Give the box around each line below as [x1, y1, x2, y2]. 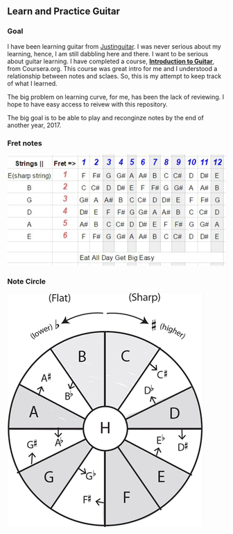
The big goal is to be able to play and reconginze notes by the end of [7, 113, 205, 122]
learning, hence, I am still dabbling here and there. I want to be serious [7, 49, 209, 58]
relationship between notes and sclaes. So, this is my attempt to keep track [7, 72, 222, 80]
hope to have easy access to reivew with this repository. [7, 100, 168, 108]
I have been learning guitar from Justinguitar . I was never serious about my [7, 42, 222, 51]
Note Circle [7, 276, 46, 286]
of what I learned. [7, 79, 58, 88]
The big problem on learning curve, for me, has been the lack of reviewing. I [7, 92, 225, 101]
